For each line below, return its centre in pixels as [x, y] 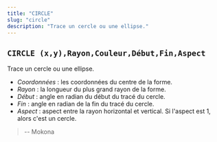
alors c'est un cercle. [47, 119]
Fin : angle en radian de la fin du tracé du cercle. [85, 104]
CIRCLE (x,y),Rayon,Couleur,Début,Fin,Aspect [106, 53]
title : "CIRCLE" [30, 13]
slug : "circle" [29, 20]
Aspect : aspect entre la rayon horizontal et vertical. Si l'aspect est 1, [114, 111]
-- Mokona [39, 132]
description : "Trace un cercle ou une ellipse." [78, 26]
